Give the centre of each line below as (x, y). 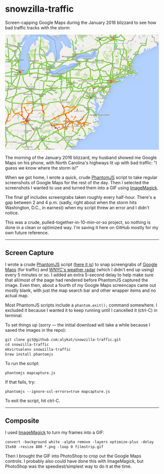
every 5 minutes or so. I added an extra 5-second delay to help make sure (79, 275)
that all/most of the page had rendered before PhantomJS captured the (77, 280)
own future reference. (27, 233)
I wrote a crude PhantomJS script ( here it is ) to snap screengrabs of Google (81, 264)
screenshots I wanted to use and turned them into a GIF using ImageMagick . (82, 188)
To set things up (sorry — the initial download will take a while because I (78, 325)
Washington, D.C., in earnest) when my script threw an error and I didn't (77, 208)
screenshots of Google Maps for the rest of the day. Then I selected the (77, 183)
